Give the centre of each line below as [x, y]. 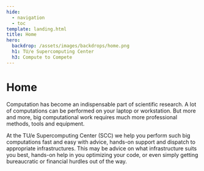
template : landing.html [37, 29]
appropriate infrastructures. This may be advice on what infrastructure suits [102, 148]
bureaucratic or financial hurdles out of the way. [67, 161]
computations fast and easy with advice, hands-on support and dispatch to [101, 142]
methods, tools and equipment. [46, 124]
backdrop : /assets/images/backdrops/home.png [71, 46]
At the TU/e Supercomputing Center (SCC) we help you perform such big [98, 135]
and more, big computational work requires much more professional [92, 117]
